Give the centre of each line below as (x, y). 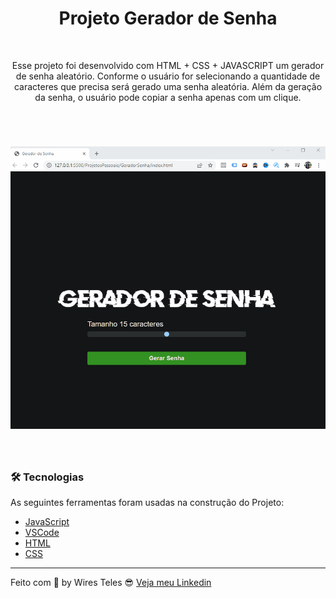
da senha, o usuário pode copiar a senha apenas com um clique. (168, 97)
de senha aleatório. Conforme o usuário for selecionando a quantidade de (168, 76)
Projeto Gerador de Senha (168, 18)
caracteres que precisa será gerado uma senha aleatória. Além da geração (168, 86)
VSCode (42, 533)
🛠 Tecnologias (47, 477)
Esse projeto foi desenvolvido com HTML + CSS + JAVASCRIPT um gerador (168, 65)
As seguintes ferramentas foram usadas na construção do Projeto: (147, 503)
